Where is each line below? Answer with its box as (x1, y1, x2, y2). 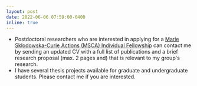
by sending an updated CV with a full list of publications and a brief (14, 48, 178, 55)
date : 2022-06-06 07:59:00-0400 (6, 14, 86, 20)
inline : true (6, 19, 38, 25)
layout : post (6, 8, 38, 15)
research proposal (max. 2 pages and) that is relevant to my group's (14, 54, 180, 62)
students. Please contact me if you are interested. (14, 73, 136, 80)
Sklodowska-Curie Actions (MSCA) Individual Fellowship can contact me (14, 42, 192, 49)
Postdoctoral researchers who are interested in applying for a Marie (14, 36, 179, 43)
